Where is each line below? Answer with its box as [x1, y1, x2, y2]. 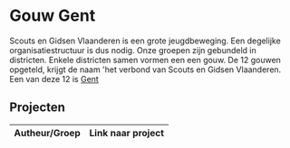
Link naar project [89, 126, 165, 139]
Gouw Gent [9, 5, 96, 26]
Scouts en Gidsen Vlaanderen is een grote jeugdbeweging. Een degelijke [9, 35, 281, 46]
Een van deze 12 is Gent [9, 73, 100, 84]
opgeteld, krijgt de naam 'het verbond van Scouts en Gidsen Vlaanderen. [9, 64, 282, 75]
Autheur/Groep [14, 126, 82, 139]
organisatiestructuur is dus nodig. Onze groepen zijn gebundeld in [9, 44, 256, 55]
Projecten [9, 100, 66, 116]
